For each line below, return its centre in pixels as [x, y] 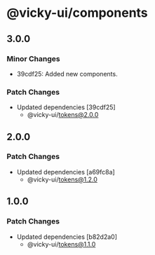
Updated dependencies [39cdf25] [66, 107]
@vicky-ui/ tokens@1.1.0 [61, 244]
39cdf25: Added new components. [67, 74]
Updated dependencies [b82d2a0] [67, 237]
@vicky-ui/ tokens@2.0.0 [63, 115]
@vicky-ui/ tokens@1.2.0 [62, 179]
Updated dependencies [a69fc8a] [66, 172]
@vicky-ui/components [77, 13]
